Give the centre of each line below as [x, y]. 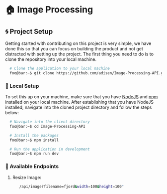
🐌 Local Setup [22, 86]
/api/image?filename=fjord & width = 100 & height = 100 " [72, 187]
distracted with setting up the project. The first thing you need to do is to [80, 54]
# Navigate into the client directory [50, 122]
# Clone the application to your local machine [60, 68]
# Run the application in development [50, 149]
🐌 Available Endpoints [32, 167]
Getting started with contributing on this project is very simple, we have [78, 43]
